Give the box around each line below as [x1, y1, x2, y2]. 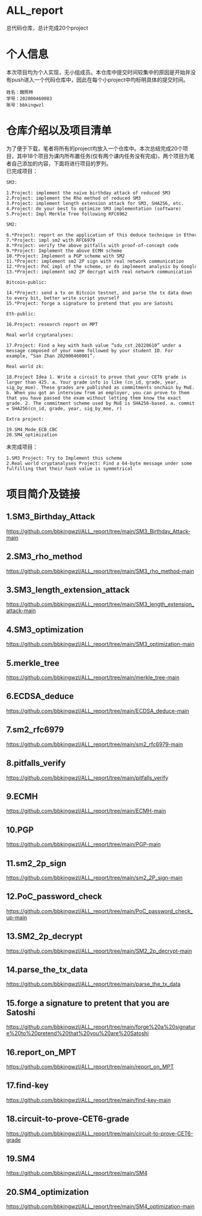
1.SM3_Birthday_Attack [6, 512, 96, 522]
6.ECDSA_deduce [6, 691, 74, 701]
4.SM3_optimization [6, 625, 84, 635]
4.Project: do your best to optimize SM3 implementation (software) [6, 206, 182, 212]
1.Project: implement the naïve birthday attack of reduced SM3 [6, 190, 171, 196]
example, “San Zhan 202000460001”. [6, 353, 96, 359]
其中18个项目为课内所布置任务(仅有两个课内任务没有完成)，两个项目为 [16, 152, 189, 159]
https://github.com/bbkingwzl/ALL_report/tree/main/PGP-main [6, 841, 161, 848]
